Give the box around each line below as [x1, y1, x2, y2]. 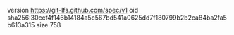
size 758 [36, 21, 61, 29]
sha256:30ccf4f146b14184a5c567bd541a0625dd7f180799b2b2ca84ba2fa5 [7, 13, 228, 22]
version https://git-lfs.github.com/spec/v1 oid [7, 6, 139, 14]
